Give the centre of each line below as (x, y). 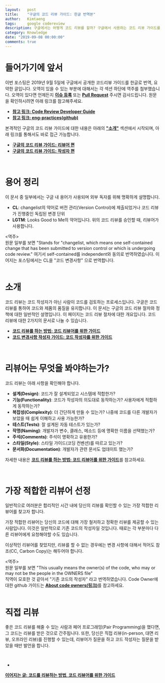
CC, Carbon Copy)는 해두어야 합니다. (47, 551)
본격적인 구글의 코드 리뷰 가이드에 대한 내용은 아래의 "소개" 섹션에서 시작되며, (80, 128)
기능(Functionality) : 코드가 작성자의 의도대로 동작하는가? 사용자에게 (78, 400)
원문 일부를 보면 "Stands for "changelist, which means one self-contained (79, 242)
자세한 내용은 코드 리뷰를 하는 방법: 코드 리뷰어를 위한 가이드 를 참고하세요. (75, 459)
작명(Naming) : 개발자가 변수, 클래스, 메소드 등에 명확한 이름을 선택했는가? (83, 431)
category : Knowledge (26, 33)
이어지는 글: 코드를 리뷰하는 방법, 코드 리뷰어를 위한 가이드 (60, 675)
